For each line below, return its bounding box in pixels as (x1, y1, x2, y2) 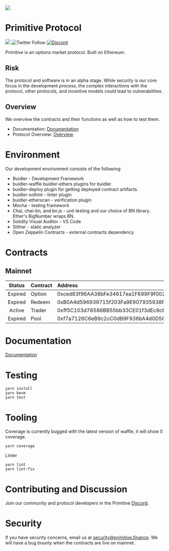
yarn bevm (5, 390, 26, 396)
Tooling (5, 412, 38, 423)
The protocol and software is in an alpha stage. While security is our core (5, 77, 157, 83)
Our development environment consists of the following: (5, 166, 122, 172)
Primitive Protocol (5, 22, 82, 34)
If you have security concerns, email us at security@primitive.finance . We (5, 534, 158, 540)
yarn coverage (5, 443, 35, 449)
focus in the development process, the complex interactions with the (5, 82, 147, 88)
